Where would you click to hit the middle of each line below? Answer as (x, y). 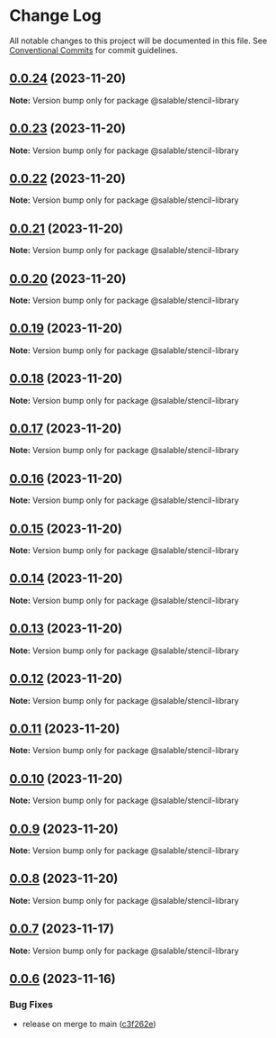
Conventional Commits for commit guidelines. (93, 50)
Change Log (55, 16)
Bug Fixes (31, 1004)
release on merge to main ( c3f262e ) (89, 1024)
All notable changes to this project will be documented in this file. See (138, 41)
